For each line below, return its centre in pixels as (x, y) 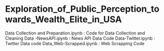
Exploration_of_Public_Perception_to (82, 9)
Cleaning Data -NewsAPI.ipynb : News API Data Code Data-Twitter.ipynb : (80, 38)
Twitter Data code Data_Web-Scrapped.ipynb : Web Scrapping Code (75, 43)
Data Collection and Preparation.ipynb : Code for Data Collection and (75, 33)
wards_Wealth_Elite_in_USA (63, 19)
